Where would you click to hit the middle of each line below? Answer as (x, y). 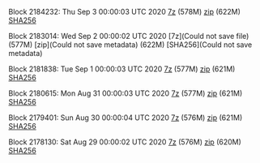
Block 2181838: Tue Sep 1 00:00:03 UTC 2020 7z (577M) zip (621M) (122, 69)
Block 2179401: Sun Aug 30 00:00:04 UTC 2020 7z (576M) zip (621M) (126, 118)
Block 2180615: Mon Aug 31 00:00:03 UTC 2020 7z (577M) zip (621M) (126, 93)
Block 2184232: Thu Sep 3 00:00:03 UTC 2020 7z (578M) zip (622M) (125, 12)
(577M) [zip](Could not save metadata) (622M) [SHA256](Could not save (130, 45)
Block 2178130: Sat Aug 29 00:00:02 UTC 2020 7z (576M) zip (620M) (125, 142)
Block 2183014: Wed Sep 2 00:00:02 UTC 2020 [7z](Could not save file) (129, 36)
